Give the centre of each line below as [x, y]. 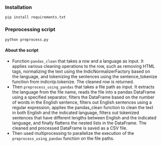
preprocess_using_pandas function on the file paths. [63, 138]
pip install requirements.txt [36, 17]
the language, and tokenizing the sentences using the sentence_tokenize [85, 76]
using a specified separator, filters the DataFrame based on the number [83, 97]
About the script [22, 50]
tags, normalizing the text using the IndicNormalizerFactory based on [81, 71]
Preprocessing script [30, 30]
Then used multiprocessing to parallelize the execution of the [73, 133]
